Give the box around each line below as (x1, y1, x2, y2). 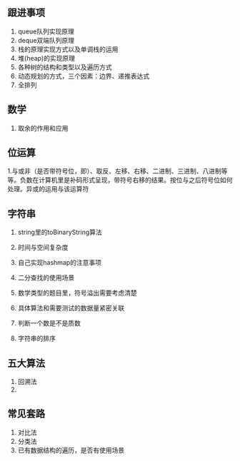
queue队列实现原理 (17, 27, 75, 36)
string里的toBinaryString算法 (17, 228, 102, 237)
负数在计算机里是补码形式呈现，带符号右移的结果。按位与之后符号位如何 (19, 176, 233, 184)
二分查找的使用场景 (17, 273, 75, 282)
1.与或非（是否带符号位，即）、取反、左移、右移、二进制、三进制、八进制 (7, 167, 221, 176)
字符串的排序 (17, 334, 56, 343)
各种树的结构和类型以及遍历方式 (17, 63, 112, 71)
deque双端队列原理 (17, 36, 75, 44)
